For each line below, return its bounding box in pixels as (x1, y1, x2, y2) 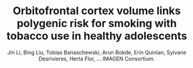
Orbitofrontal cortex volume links (13, 4, 181, 18)
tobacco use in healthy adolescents (6, 30, 188, 43)
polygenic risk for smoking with (16, 17, 177, 30)
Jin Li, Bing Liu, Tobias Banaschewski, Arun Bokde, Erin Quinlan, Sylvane (7, 48, 186, 56)
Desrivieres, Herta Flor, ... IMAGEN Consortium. (38, 55, 155, 62)
